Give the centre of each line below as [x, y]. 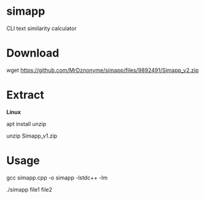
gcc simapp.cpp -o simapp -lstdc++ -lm [57, 178]
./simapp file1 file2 [29, 189]
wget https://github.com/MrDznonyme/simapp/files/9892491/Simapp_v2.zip [102, 70]
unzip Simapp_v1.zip [32, 136]
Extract [25, 95]
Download [33, 53]
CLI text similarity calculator [41, 28]
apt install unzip [26, 123]
